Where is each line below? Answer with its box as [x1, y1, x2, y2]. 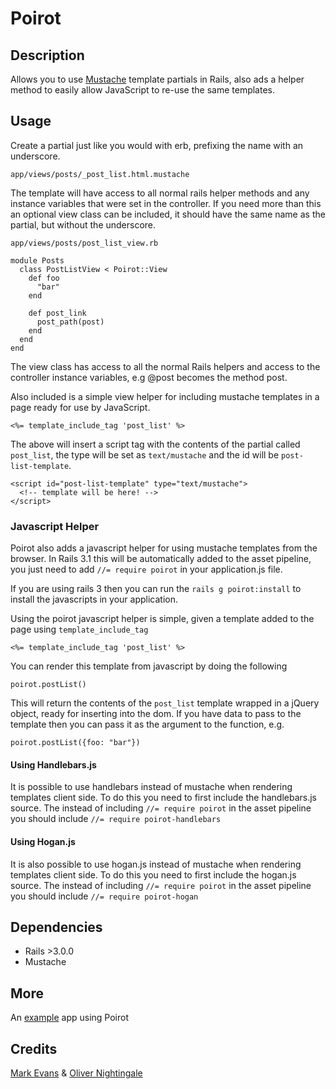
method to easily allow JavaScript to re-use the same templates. [10, 84, 276, 96]
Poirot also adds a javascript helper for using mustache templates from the [10, 542, 318, 554]
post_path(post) [36, 317, 105, 327]
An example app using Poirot [10, 1012, 130, 1024]
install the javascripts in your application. [10, 593, 179, 606]
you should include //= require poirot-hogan [10, 890, 199, 902]
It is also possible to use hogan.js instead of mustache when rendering [10, 858, 302, 870]
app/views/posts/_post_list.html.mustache [10, 169, 190, 179]
